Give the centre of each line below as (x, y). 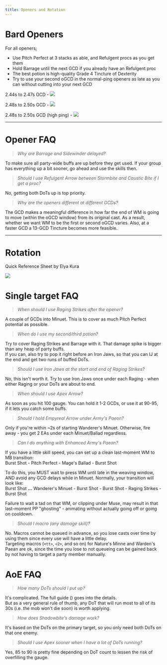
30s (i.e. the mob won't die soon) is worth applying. (58, 608)
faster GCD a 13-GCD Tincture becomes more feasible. (61, 228)
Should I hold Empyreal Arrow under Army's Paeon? (71, 418)
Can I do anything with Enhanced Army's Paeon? (68, 443)
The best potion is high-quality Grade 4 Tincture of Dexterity (74, 74)
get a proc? (29, 183)
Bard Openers (34, 34)
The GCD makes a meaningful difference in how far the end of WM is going (82, 212)
